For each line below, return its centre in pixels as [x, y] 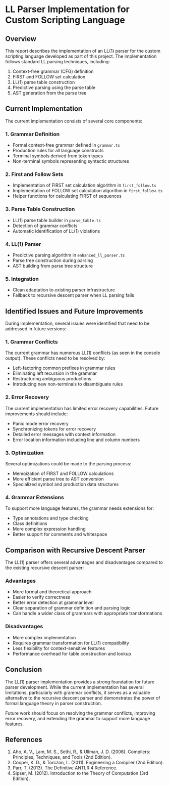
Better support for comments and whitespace [60, 534]
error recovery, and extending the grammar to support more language [78, 718]
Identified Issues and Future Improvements [74, 311]
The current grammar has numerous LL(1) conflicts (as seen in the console [83, 353]
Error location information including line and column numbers [76, 440]
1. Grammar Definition [32, 134]
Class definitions [30, 523]
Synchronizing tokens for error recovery [54, 429]
